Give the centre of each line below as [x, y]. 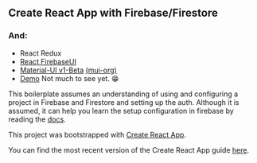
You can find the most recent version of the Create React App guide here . [128, 149]
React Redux [41, 53]
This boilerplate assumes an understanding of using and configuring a [123, 94]
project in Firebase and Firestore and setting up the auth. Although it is [124, 102]
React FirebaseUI [48, 61]
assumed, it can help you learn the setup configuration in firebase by [121, 111]
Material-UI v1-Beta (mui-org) [68, 70]
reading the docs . [37, 119]
